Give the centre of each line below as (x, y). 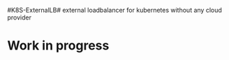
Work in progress (58, 46)
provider (19, 17)
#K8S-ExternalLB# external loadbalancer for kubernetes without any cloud (114, 10)
